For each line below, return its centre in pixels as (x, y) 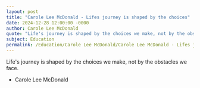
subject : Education (30, 39)
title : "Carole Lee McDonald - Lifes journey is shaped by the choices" (98, 17)
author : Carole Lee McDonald (42, 28)
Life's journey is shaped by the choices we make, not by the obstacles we (97, 62)
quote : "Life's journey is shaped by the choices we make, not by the (96, 34)
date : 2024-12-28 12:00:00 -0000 (48, 23)
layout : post (22, 12)
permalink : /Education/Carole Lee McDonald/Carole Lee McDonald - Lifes (98, 45)
